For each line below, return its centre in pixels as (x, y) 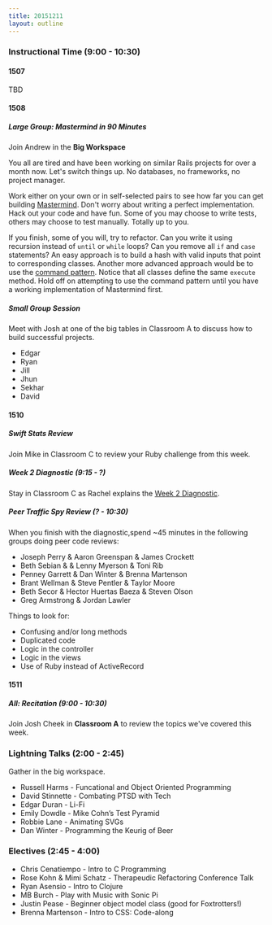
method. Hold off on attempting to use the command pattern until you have (134, 281)
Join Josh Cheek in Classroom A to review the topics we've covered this (130, 724)
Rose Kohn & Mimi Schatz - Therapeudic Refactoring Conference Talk (137, 877)
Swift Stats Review (41, 434)
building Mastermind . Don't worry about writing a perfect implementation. (132, 205)
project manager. (37, 181)
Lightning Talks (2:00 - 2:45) (66, 753)
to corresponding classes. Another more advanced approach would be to (131, 264)
